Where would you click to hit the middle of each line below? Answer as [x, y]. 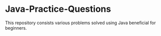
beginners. [16, 28]
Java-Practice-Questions [58, 9]
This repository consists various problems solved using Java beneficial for [80, 23]
